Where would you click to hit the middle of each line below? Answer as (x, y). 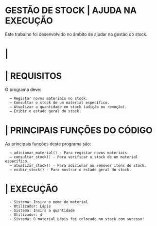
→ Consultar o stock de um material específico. (60, 103)
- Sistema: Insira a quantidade (42, 210)
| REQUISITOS (34, 76)
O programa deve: (23, 89)
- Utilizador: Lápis (30, 206)
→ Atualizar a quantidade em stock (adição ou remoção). (68, 107)
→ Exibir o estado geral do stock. (45, 111)
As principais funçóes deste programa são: (48, 144)
